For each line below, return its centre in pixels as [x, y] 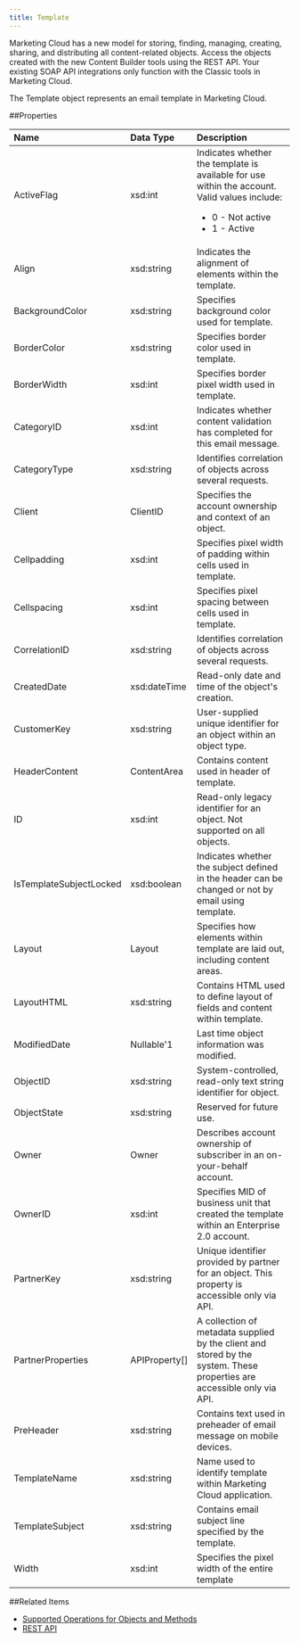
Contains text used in [241, 1413]
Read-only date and [239, 675]
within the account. [237, 186]
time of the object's [238, 686]
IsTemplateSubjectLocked [68, 884]
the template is [228, 163]
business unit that [234, 1202]
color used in [224, 347]
